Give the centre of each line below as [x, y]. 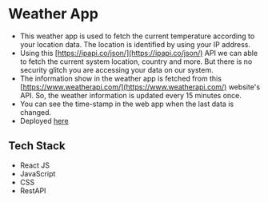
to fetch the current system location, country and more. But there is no [136, 61]
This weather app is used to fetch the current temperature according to [137, 36]
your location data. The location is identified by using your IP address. [135, 44]
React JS [35, 165]
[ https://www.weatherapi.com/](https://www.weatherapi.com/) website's [140, 87]
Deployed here [44, 121]
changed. [36, 112]
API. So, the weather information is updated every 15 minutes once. [131, 95]
